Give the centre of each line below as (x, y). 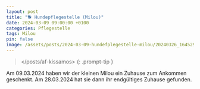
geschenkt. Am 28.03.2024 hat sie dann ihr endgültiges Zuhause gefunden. (99, 79)
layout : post (22, 12)
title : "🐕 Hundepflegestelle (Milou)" (55, 17)
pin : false (20, 39)
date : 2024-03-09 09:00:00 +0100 (48, 23)
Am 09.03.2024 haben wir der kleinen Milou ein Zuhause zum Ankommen (96, 73)
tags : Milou (21, 34)
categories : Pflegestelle (38, 28)
